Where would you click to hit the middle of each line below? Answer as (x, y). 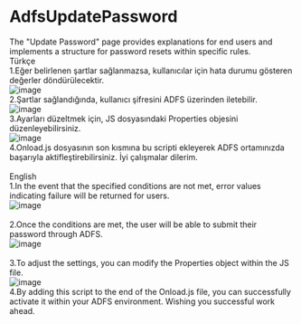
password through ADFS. (56, 233)
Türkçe (23, 61)
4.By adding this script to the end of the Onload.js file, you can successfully (150, 291)
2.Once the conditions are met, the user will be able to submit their (133, 224)
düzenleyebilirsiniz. (45, 128)
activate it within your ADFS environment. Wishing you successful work (142, 301)
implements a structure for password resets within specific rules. (130, 51)
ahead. (22, 310)
